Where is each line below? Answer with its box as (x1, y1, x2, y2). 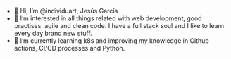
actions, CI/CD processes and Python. (13, 44, 125, 52)
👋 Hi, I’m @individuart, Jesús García (13, 7, 118, 15)
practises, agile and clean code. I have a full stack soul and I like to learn (13, 22, 225, 29)
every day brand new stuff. (13, 29, 93, 37)
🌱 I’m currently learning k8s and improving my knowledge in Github (13, 37, 209, 45)
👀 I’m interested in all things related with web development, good (13, 14, 202, 22)
